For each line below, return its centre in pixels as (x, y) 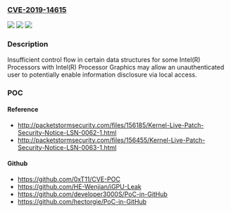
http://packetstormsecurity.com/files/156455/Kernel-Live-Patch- (111, 140)
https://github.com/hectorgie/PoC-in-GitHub (82, 201)
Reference (23, 110)
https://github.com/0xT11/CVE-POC (69, 179)
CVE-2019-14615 (37, 10)
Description (28, 44)
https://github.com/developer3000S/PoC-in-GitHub (92, 194)
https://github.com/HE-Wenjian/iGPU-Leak (80, 186)
